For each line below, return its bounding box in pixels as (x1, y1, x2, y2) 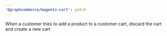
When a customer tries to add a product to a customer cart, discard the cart (5, 21, 162, 27)
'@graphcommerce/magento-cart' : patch (5, 7, 86, 12)
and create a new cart (5, 26, 51, 32)
